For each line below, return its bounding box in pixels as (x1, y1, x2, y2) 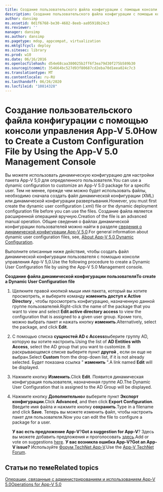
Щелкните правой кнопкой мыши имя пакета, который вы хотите (12, 288, 147, 294)
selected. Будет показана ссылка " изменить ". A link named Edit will (12, 360, 153, 365)
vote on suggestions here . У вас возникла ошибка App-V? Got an (12, 439, 146, 445)
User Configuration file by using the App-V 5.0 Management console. (5, 264, 144, 270)
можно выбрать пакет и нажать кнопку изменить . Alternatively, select (12, 319, 157, 325)
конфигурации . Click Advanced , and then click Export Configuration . (12, 399, 154, 405)
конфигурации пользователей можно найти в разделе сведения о (5, 224, 142, 230)
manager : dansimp (5, 30, 40, 34)
